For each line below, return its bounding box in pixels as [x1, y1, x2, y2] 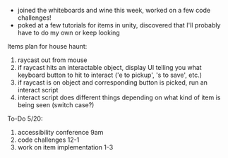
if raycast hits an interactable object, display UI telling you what [17, 63, 203, 71]
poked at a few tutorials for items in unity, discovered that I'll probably [17, 21, 221, 29]
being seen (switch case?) [17, 101, 95, 109]
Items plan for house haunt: [7, 42, 88, 50]
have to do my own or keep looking [17, 28, 120, 37]
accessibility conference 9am [17, 128, 104, 136]
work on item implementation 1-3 [17, 143, 114, 151]
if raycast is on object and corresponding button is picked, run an [17, 78, 208, 87]
